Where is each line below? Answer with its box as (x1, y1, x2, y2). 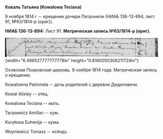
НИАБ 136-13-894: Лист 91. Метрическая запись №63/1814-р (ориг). (5, 28, 151, 34)
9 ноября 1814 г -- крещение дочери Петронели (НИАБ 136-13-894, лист (5, 14, 155, 19)
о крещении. (5, 72, 32, 78)
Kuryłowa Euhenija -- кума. (5, 119, 60, 125)
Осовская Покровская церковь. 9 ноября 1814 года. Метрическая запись (5, 67, 158, 72)
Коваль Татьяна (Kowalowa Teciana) (5, 4, 82, 10)
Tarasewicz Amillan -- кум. (5, 110, 59, 116)
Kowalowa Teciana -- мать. (5, 101, 60, 106)
